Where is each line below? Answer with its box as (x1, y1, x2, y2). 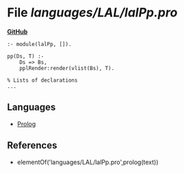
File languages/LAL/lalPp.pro (7, 5, 178, 21)
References (7, 139, 57, 152)
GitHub (7, 27, 28, 36)
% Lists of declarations (7, 77, 78, 84)
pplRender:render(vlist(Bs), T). (19, 65, 115, 71)
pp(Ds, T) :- (7, 53, 44, 60)
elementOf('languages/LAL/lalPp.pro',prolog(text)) (16, 158, 159, 166)
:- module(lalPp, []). (7, 41, 72, 47)
